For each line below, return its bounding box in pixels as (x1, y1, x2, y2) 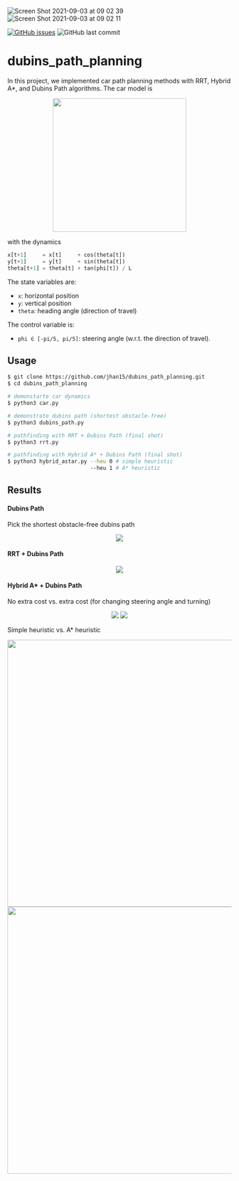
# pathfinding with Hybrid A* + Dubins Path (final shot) (7, 451, 183, 458)
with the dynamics (7, 237, 62, 246)
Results (7, 484, 42, 496)
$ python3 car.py (7, 399, 59, 406)
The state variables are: (7, 278, 77, 286)
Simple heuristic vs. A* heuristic (7, 626, 101, 634)
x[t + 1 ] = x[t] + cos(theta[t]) (7, 251, 126, 258)
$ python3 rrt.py (7, 439, 59, 446)
